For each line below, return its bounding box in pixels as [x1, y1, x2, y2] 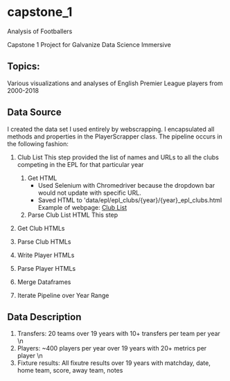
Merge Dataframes [17, 278, 71, 286]
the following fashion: [7, 139, 69, 148]
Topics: [7, 60, 40, 73]
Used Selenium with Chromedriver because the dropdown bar [37, 181, 215, 189]
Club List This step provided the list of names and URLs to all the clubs [17, 153, 220, 161]
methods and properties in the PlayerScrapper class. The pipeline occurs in [7, 132, 223, 141]
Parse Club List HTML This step [27, 211, 118, 219]
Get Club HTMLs [17, 224, 65, 232]
